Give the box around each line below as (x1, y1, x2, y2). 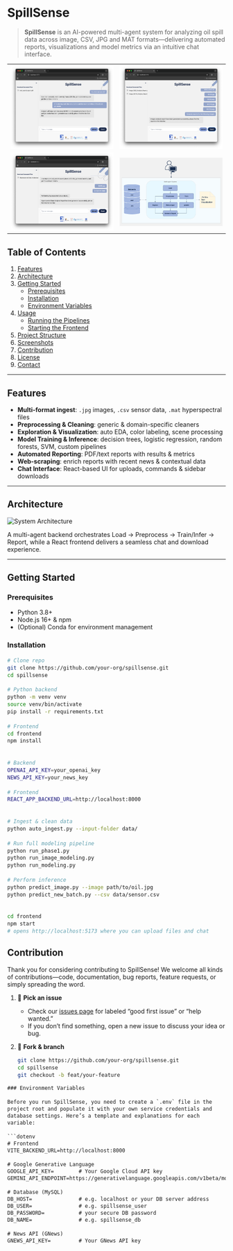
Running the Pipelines (27, 316, 90, 325)
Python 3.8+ (17, 609, 53, 617)
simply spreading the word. (7, 980, 85, 988)
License (17, 353, 40, 361)
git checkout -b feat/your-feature (17, 1071, 121, 1078)
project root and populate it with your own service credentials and (7, 1105, 213, 1113)
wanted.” (27, 1014, 53, 1023)
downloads (17, 472, 49, 480)
